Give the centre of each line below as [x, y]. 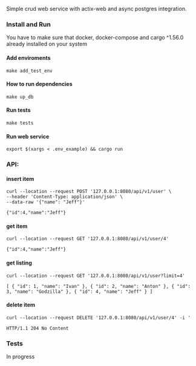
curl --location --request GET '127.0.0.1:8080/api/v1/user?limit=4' [96, 276]
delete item [21, 305]
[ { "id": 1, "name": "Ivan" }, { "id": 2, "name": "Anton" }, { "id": [98, 286]
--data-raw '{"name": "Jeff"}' [46, 202]
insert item [20, 178]
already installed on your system [47, 44]
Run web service [28, 136]
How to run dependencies [39, 84]
